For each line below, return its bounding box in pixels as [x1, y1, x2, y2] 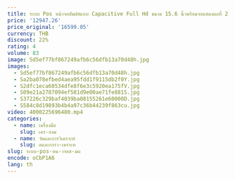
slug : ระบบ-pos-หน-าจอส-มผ [7, 148, 81, 155]
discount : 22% [7, 37, 49, 44]
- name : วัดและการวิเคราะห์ [13, 135, 75, 142]
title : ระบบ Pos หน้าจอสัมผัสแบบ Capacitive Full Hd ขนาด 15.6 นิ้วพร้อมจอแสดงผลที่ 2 [7, 10, 229, 18]
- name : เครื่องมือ [13, 121, 56, 129]
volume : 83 [7, 50, 39, 57]
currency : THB [7, 30, 49, 37]
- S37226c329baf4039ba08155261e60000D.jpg [13, 96, 140, 103]
